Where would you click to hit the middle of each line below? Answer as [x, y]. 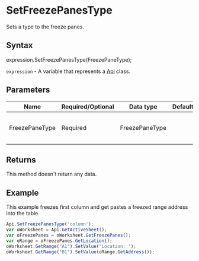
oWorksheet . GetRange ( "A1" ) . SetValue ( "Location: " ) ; [71, 246]
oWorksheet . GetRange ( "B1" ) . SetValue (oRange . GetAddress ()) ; [81, 252]
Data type [143, 106]
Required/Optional [88, 106]
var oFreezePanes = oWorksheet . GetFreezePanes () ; [69, 235]
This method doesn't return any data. [52, 174]
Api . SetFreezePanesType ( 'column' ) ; [50, 224]
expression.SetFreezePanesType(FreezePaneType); [69, 59]
